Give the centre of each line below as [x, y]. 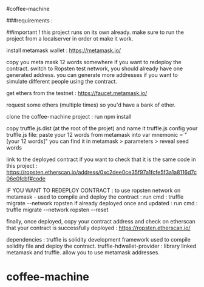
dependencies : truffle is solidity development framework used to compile [99, 239]
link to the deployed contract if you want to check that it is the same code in [101, 159]
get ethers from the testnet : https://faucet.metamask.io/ [77, 93]
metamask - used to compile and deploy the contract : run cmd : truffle [95, 197]
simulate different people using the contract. [62, 81]
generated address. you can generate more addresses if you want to [92, 75]
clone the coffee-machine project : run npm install [69, 117]
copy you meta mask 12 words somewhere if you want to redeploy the [94, 62]
